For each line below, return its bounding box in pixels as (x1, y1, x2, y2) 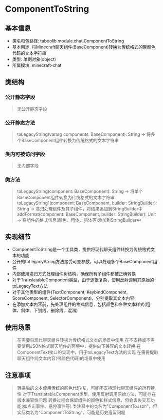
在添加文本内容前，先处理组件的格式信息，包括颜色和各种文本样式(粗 (12, 301, 150, 307)
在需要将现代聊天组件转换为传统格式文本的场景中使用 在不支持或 (17, 337, 146, 343)
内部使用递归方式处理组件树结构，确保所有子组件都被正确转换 (12, 271, 136, 277)
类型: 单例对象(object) (12, 56, 56, 62)
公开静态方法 (5, 119, 36, 126)
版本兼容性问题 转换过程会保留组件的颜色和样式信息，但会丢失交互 (17, 397, 151, 403)
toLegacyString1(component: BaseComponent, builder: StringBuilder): (17, 200, 157, 206)
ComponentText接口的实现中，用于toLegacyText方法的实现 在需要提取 (17, 349, 159, 355)
